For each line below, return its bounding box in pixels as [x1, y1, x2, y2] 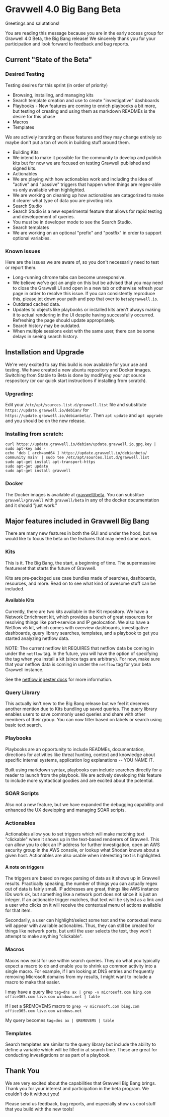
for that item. [5, 907, 32, 913]
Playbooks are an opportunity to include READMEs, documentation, [5, 746, 145, 752]
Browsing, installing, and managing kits [12, 92, 94, 98]
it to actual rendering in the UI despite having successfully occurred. [12, 312, 155, 318]
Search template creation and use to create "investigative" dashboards [12, 97, 159, 103]
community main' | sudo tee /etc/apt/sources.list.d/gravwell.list [5, 455, 150, 460]
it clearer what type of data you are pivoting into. [12, 197, 114, 203]
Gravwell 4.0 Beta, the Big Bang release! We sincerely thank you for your [5, 35, 156, 41]
